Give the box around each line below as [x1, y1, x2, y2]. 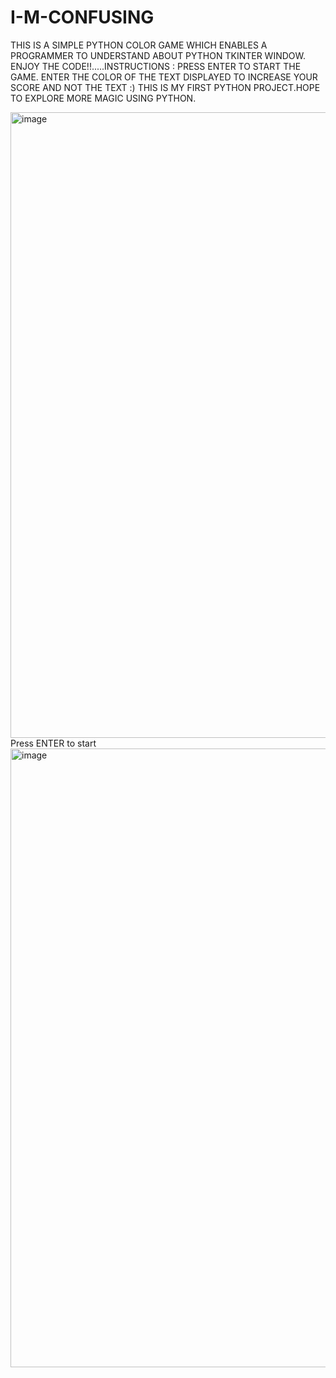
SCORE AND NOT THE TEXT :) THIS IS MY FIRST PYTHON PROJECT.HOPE [10, 81, 321, 93]
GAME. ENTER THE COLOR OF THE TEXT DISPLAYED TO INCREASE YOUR [10, 71, 318, 83]
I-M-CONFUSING [10, 6, 155, 29]
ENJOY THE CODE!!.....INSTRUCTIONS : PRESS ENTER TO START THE [10, 60, 302, 72]
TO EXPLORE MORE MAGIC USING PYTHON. [10, 92, 197, 104]
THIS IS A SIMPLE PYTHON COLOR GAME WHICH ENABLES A [10, 39, 268, 51]
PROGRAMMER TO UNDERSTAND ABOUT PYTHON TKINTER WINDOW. [10, 49, 307, 61]
